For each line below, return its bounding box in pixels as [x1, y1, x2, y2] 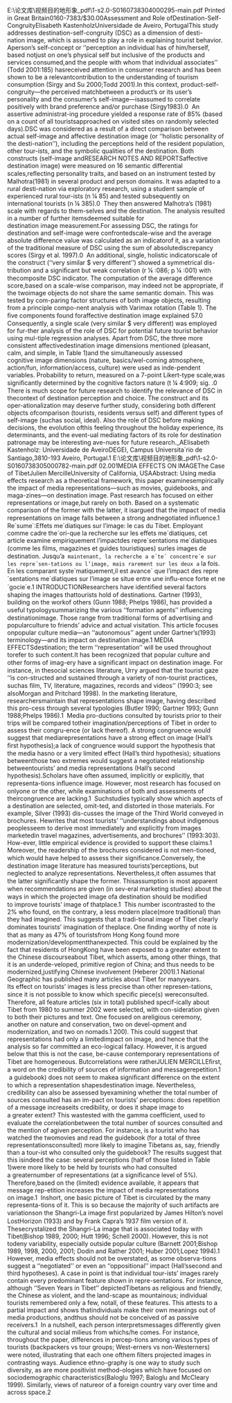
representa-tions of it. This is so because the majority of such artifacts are [7, 1201, 220, 1209]
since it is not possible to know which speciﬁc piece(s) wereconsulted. [7, 990, 209, 999]
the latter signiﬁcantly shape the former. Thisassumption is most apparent [7, 877, 218, 885]
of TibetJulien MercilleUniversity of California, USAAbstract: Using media [7, 469, 216, 477]
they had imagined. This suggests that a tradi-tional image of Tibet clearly [7, 915, 218, 923]
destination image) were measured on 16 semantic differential [7, 162, 184, 170]
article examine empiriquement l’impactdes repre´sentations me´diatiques [7, 536, 217, 544]
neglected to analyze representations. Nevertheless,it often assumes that [7, 869, 216, 877]
